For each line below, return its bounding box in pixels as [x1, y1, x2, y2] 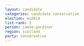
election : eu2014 [5, 16, 40, 21]
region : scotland [5, 29, 40, 34]
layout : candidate [5, 7, 42, 12]
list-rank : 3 [5, 20, 32, 25]
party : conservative [5, 34, 47, 39]
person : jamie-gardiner [5, 25, 53, 30]
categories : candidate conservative [5, 11, 79, 16]
